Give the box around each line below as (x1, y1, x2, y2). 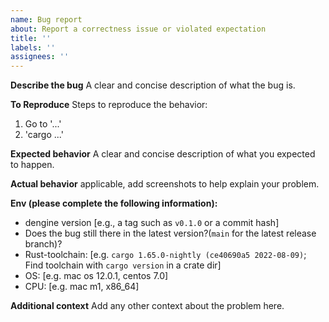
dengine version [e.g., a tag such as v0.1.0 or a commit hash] (24, 217, 280, 229)
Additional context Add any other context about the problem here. (10, 300, 285, 312)
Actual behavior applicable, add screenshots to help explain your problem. (10, 178, 320, 190)
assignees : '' (10, 52, 70, 62)
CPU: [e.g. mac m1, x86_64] (24, 281, 140, 293)
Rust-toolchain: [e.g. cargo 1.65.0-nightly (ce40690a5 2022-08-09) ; (24, 249, 307, 261)
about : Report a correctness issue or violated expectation (10, 24, 267, 34)
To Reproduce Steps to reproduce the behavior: (10, 99, 208, 111)
